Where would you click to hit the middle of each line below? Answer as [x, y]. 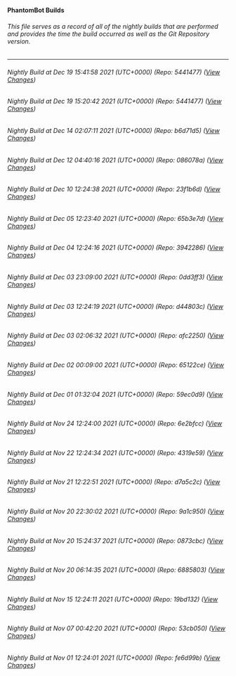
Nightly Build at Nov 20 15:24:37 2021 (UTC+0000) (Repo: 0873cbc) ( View [115, 540]
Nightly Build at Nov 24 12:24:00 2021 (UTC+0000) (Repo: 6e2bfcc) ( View [115, 423]
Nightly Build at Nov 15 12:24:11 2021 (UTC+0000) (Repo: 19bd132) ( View [113, 599]
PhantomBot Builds [36, 10]
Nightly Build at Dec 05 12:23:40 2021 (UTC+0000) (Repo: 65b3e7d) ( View [115, 218]
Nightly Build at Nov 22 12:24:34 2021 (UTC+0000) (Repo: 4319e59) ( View [115, 452]
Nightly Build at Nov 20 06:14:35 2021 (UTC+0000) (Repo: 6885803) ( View [116, 570]
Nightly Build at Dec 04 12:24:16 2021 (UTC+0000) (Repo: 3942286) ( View [116, 248]
